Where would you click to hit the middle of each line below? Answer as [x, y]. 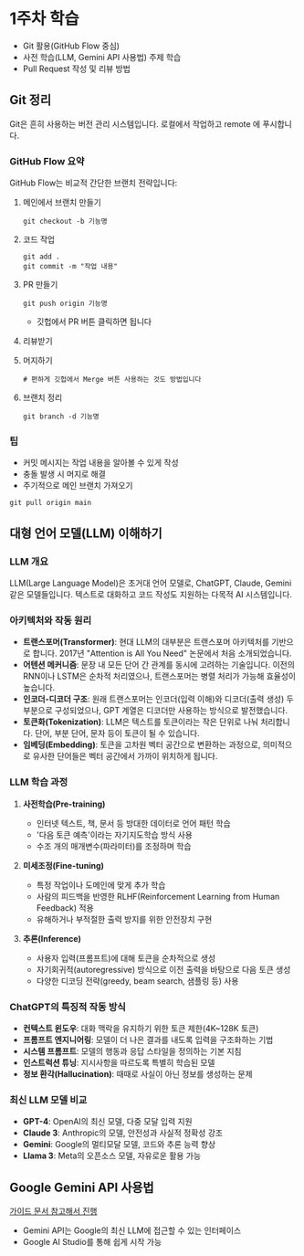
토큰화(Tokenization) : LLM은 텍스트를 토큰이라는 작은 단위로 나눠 [140, 722]
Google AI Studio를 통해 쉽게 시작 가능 [92, 1242]
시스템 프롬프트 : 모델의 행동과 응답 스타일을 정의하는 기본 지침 [132, 1050]
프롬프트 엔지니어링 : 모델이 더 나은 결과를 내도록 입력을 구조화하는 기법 [148, 1040]
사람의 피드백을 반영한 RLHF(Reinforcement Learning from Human [158, 896]
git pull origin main [51, 503]
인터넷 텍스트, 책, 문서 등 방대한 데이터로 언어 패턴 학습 [133, 823]
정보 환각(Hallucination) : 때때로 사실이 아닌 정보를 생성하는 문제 [137, 1073]
